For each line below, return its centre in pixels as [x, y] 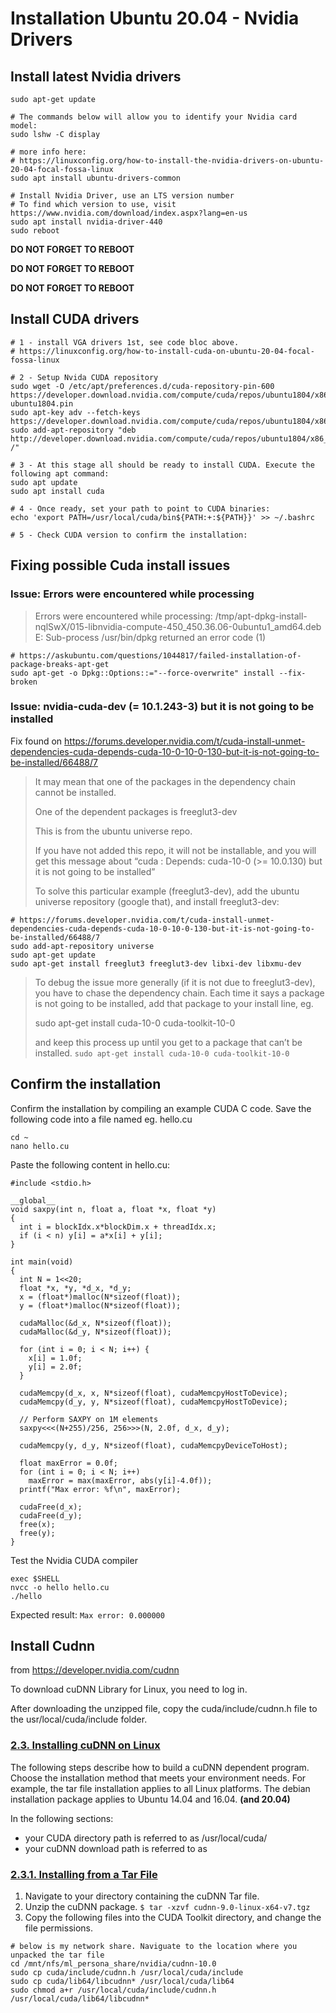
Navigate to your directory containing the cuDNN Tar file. [142, 1896]
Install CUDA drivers [75, 319]
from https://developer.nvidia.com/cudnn [95, 1670]
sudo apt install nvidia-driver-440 [86, 222]
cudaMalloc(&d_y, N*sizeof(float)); [95, 1332]
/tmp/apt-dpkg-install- [261, 616]
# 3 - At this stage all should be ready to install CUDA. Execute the [162, 465]
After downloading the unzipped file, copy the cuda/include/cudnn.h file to [164, 1709]
